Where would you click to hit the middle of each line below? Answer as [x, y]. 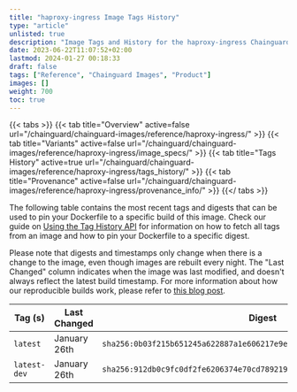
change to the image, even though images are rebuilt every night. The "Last [147, 263]
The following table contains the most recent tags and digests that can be [143, 208]
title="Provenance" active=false [67, 181]
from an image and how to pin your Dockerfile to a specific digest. [129, 236]
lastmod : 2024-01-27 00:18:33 [65, 58]
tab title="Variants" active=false [67, 143]
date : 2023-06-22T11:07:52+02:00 [71, 50]
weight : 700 [31, 91]
